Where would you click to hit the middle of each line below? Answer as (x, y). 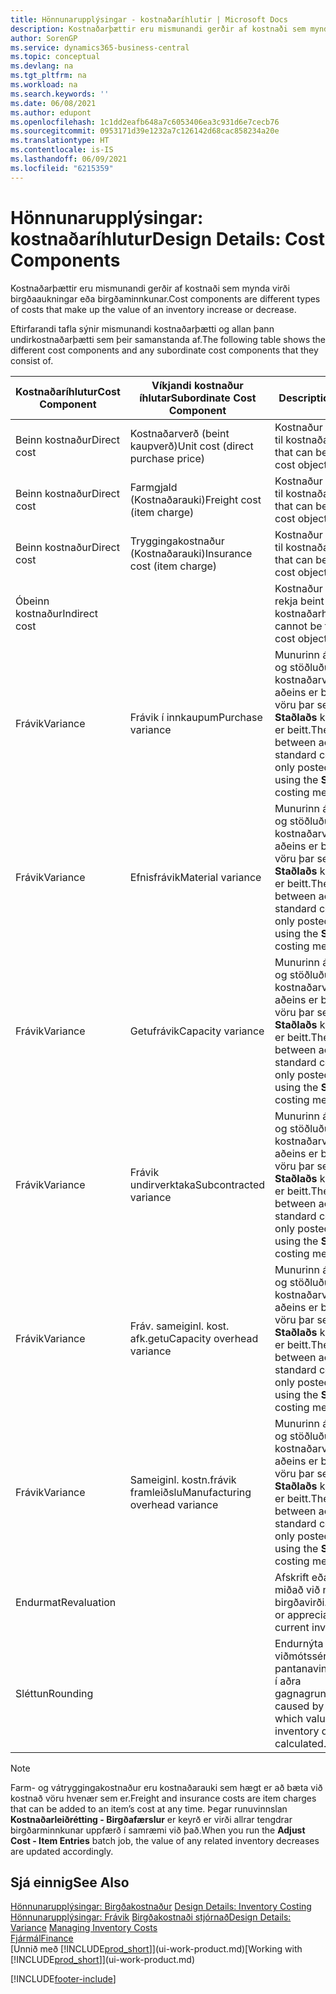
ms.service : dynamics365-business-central (100, 47)
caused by (299, 1706)
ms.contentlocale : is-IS (62, 150)
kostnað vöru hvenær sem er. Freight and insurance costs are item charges (163, 1798)
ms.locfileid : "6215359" (62, 168)
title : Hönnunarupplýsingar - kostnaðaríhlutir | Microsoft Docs (149, 19)
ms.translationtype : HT (60, 141)
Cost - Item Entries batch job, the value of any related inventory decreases (165, 1840)
